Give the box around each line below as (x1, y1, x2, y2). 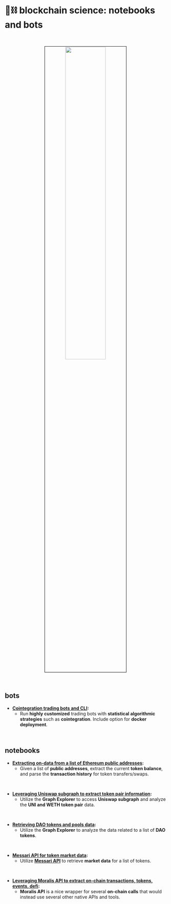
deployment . (19, 721, 48, 728)
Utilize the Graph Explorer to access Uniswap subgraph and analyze (19, 796, 166, 802)
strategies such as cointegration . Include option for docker (19, 716, 147, 722)
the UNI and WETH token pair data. (19, 801, 95, 808)
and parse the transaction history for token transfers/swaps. (19, 771, 149, 777)
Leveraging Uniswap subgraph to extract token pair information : (12, 791, 152, 797)
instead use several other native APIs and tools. (19, 894, 120, 900)
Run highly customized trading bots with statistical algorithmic (19, 710, 156, 716)
